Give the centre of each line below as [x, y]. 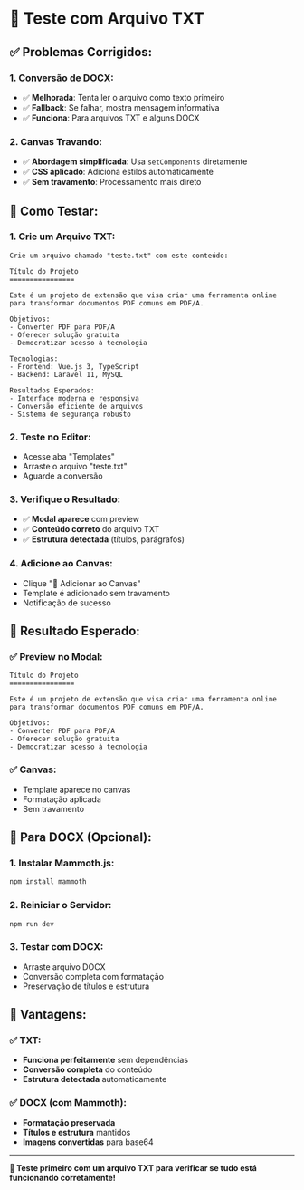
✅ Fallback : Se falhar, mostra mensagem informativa [121, 107]
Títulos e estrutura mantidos [76, 1132]
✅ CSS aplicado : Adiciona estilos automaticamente [118, 172]
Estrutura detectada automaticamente [95, 1079]
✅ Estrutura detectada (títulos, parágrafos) [104, 539]
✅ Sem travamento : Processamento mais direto [112, 182]
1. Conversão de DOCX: [62, 78]
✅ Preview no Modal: [56, 657]
